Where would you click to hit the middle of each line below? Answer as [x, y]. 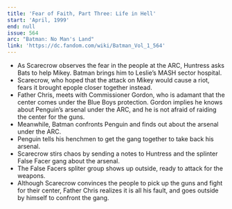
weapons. [31, 176]
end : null [21, 26]
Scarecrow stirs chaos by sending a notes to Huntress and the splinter [117, 154]
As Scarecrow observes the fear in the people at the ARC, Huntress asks [121, 65]
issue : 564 [23, 33]
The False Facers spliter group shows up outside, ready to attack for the [120, 168]
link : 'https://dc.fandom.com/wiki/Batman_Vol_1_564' [87, 46]
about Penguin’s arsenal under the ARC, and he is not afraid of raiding [117, 109]
